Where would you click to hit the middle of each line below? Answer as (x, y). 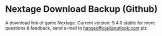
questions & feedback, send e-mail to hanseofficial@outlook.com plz (76, 28)
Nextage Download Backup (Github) (81, 9)
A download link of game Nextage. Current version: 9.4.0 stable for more (80, 23)
